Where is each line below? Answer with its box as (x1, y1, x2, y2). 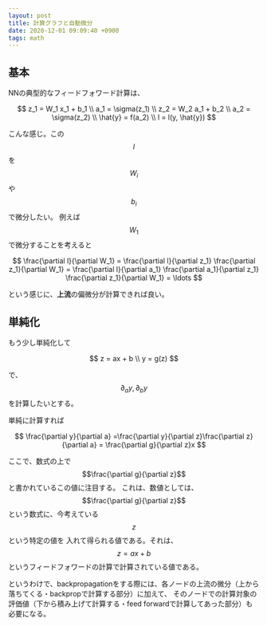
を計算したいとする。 (8, 399, 78, 408)
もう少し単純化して (8, 338, 72, 348)
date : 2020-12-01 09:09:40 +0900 (8, 26, 120, 34)
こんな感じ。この (8, 129, 65, 139)
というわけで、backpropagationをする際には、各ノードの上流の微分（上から (8, 579, 260, 589)
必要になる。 (8, 609, 50, 619)
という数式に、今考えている (8, 510, 99, 519)
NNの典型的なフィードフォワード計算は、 (8, 89, 145, 98)
